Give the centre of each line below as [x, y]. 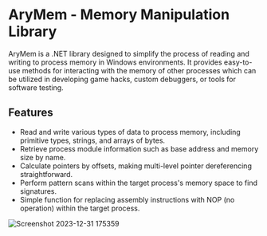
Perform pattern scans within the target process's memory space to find [138, 183]
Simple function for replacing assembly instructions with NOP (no [127, 199]
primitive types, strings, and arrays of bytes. [92, 140]
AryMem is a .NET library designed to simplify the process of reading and [129, 53]
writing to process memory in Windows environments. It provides [115, 62]
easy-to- [238, 62]
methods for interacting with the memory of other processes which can [139, 70]
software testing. [36, 87]
